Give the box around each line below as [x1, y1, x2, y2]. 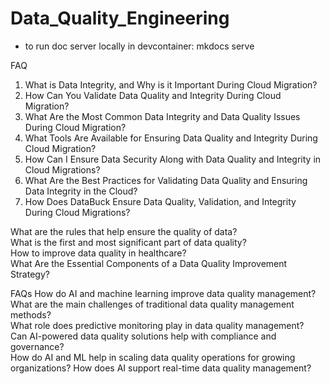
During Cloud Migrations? [24, 206, 131, 218]
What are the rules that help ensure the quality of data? [10, 225, 238, 237]
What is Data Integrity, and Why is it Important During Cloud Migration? [24, 78, 318, 91]
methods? [10, 308, 52, 321]
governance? [10, 340, 65, 352]
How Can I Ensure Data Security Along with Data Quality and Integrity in [24, 153, 322, 165]
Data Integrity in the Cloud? [24, 185, 138, 197]
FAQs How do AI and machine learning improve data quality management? [10, 287, 317, 299]
